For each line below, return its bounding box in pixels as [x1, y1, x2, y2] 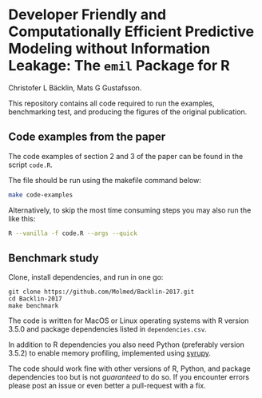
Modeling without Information [8, 40, 211, 58]
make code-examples [8, 190, 73, 199]
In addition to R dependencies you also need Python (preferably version [8, 340, 245, 349]
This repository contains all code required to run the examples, [8, 98, 215, 108]
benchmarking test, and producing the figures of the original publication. [8, 106, 248, 117]
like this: [8, 213, 36, 223]
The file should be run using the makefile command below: [8, 175, 201, 185]
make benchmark [8, 302, 59, 310]
